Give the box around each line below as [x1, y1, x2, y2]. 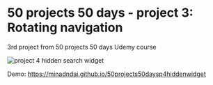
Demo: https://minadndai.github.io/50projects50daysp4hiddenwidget [7, 70, 207, 78]
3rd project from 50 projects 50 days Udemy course [7, 42, 157, 51]
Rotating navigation [7, 20, 123, 36]
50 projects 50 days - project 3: [7, 5, 194, 21]
